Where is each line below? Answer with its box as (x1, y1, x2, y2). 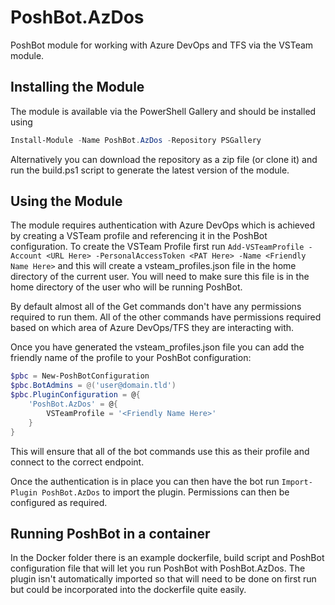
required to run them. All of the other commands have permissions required (10, 311, 322, 323)
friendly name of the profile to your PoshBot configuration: (10, 352, 252, 364)
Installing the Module (10, 79, 145, 96)
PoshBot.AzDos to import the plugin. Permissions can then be (41, 486, 290, 498)
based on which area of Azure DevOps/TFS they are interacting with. (10, 322, 295, 334)
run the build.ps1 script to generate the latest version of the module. (10, 164, 290, 176)
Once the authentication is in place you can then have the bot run (10, 475, 280, 487)
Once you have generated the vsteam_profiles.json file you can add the (10, 341, 305, 353)
